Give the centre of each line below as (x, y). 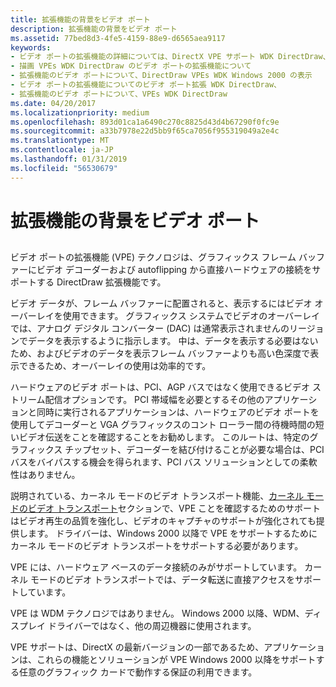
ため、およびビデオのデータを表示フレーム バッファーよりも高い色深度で (160, 353)
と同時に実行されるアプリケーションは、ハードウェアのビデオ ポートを (173, 412)
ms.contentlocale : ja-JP (62, 150)
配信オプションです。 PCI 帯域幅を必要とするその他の (154, 400)
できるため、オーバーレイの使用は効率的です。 (115, 366)
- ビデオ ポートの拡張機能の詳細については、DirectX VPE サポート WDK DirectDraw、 (170, 57)
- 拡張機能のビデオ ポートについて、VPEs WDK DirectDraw (119, 94)
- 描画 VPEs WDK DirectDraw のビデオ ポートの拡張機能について (131, 66)
